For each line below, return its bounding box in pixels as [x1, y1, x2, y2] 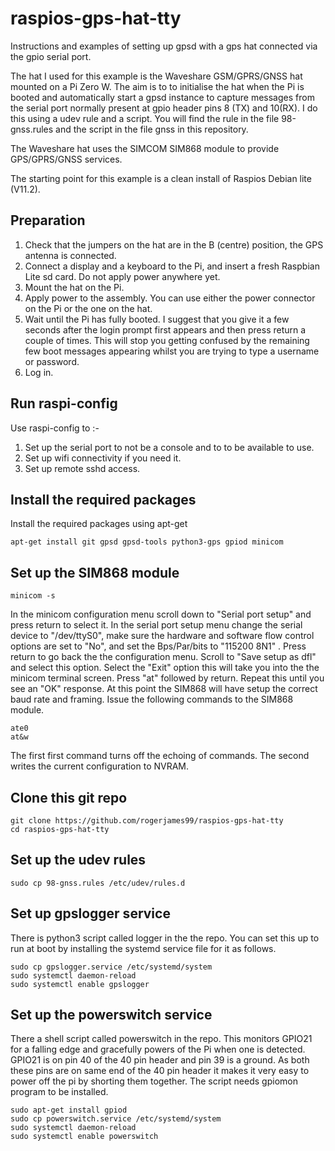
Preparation [10, 212, 86, 229]
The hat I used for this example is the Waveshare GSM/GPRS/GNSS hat [10, 70, 303, 82]
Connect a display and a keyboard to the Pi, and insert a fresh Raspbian [24, 260, 320, 272]
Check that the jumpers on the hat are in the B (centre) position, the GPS [24, 238, 324, 251]
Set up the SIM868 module [10, 564, 180, 581]
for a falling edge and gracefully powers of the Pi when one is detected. [10, 1043, 306, 1056]
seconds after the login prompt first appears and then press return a [24, 323, 307, 336]
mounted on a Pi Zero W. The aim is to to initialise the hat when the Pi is [10, 80, 305, 92]
